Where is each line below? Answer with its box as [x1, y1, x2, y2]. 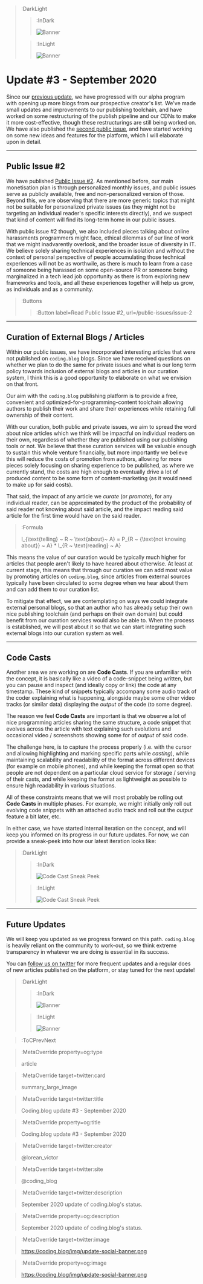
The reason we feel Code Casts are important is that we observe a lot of [6, 712, 186, 720]
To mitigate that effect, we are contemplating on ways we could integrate [6, 597, 188, 604]
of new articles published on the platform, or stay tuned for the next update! [6, 966, 195, 974]
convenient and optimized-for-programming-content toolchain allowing [6, 399, 184, 406]
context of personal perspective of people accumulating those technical [6, 253, 186, 261]
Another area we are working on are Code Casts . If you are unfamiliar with [6, 668, 192, 676]
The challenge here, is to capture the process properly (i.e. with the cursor [6, 743, 192, 751]
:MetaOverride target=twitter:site [21, 1165, 104, 1173]
